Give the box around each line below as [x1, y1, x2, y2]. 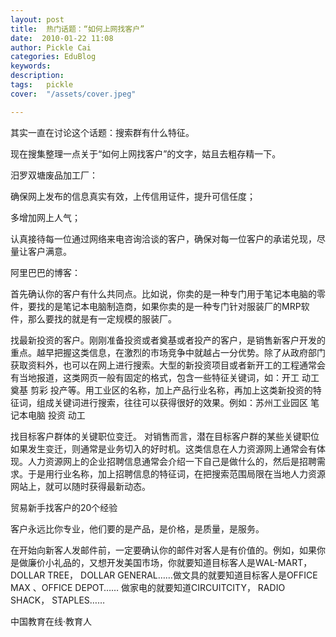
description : [10, 71, 65, 81]
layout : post [10, 14, 65, 25]
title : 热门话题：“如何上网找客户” [10, 24, 145, 34]
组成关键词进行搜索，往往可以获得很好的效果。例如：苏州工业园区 [36, 396, 308, 408]
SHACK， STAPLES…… [10, 594, 106, 606]
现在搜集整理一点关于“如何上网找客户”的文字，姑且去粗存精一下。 [10, 147, 282, 160]
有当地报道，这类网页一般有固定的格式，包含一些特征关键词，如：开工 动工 [10, 371, 320, 383]
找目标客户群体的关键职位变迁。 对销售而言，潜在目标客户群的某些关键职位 [10, 430, 320, 442]
